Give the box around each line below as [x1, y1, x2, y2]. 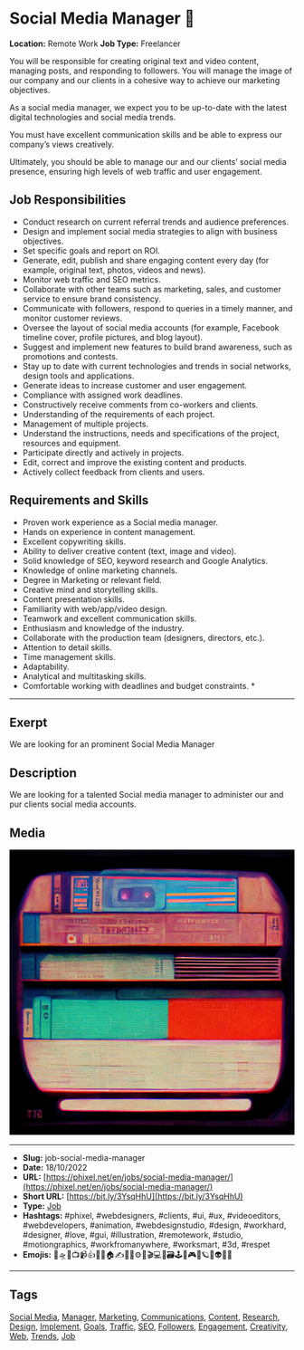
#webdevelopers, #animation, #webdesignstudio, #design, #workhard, [22, 1220, 287, 1230]
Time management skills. [22, 651, 116, 662]
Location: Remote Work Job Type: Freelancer [9, 38, 181, 49]
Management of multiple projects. [22, 418, 149, 429]
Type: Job [22, 1201, 62, 1211]
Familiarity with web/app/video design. [22, 603, 167, 614]
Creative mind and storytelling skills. [22, 584, 158, 595]
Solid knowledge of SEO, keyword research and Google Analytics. [22, 555, 269, 566]
